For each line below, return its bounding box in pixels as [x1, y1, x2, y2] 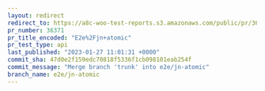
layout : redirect [7, 11, 65, 20]
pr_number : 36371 [7, 26, 65, 34]
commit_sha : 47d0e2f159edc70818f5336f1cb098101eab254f [7, 56, 192, 64]
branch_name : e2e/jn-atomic [7, 70, 100, 78]
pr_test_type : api [7, 41, 68, 49]
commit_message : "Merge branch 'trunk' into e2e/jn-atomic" [7, 63, 210, 71]
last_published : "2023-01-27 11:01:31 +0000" [7, 48, 160, 56]
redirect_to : [7, 19, 51, 27]
